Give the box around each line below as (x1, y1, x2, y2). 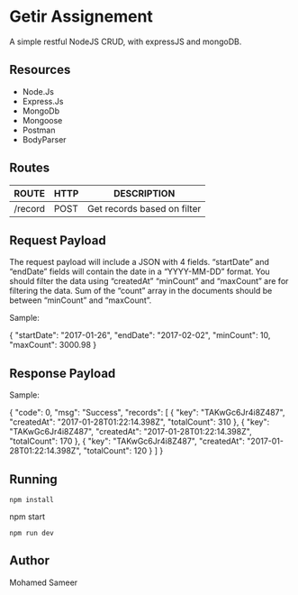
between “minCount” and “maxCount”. (9, 295, 152, 306)
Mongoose (22, 114, 63, 125)
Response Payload (9, 365, 116, 380)
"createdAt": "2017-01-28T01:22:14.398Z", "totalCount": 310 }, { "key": (9, 416, 270, 427)
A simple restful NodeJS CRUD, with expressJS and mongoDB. (9, 36, 242, 47)
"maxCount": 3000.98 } (9, 340, 97, 351)
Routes (9, 160, 50, 176)
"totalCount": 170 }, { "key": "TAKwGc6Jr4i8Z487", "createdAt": (9, 435, 246, 447)
